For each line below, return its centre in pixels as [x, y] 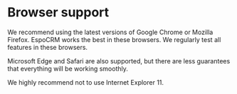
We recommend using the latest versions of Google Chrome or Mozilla [110, 32]
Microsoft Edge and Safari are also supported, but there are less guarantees [119, 61]
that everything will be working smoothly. [68, 68]
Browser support [58, 12]
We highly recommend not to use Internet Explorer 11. [86, 82]
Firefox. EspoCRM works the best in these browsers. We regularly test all [114, 39]
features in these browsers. [47, 47]
